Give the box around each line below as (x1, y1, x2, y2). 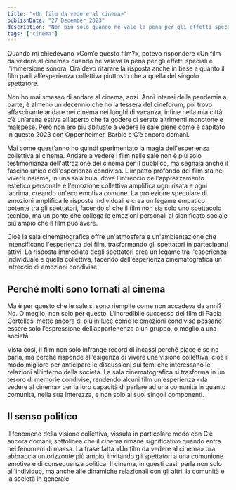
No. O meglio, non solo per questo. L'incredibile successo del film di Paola (7, 310, 222, 318)
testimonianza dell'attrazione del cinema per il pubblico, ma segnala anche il (7, 159, 228, 168)
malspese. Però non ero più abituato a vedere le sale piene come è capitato (7, 123, 225, 131)
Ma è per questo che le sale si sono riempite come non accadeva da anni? (7, 302, 222, 310)
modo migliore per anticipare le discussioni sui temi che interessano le (7, 360, 211, 369)
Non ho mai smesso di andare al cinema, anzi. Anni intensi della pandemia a (7, 93, 227, 102)
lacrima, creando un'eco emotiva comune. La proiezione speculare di (7, 189, 207, 197)
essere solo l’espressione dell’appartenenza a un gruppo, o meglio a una (7, 324, 217, 333)
